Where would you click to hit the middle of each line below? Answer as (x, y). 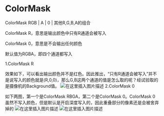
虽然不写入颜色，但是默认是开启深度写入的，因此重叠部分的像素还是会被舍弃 (82, 102)
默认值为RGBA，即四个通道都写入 (39, 54)
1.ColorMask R (20, 64)
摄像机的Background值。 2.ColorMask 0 (72, 86)
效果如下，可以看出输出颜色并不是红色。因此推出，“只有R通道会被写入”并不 (81, 73)
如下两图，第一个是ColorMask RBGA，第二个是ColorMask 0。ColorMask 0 (80, 96)
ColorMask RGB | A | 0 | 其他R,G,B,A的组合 (48, 23)
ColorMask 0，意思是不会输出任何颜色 (44, 43)
